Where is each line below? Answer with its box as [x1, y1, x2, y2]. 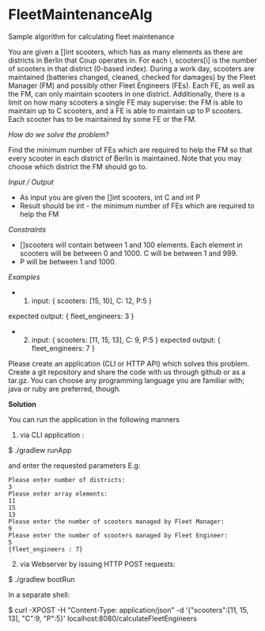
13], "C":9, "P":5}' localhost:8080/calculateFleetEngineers [8, 614, 198, 623]
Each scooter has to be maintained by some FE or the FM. [8, 114, 197, 124]
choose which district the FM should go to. [8, 162, 148, 171]
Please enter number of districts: [8, 476, 126, 484]
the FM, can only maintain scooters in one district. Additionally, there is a [8, 89, 245, 98]
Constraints [8, 224, 47, 234]
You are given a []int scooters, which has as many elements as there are [8, 47, 244, 56]
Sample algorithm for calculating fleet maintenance [8, 32, 175, 41]
